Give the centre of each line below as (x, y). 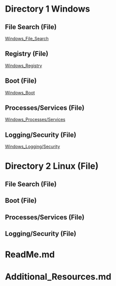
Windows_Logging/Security (33, 146)
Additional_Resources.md (58, 277)
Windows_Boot (20, 92)
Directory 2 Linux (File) (52, 166)
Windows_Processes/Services (35, 120)
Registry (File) (27, 54)
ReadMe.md (30, 255)
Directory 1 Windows (48, 9)
